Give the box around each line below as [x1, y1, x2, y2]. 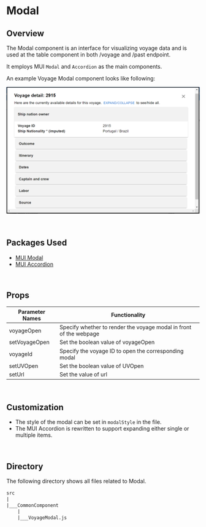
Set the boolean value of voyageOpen [59, 338, 155, 346]
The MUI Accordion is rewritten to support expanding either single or [15, 425, 189, 432]
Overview [6, 28, 45, 39]
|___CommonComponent [6, 502, 59, 509]
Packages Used [6, 238, 67, 248]
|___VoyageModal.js [17, 515, 67, 521]
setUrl [9, 371, 25, 378]
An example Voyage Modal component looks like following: [6, 75, 155, 82]
